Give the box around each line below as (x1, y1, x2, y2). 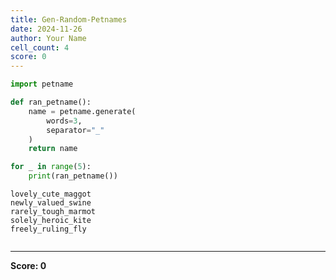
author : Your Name (10, 33, 87, 43)
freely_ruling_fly (10, 224, 87, 234)
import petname (10, 79, 74, 90)
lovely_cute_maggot (10, 189, 92, 199)
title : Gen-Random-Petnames (10, 14, 128, 25)
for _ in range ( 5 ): (10, 162, 92, 172)
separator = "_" (46, 125, 105, 135)
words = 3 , (46, 116, 83, 126)
